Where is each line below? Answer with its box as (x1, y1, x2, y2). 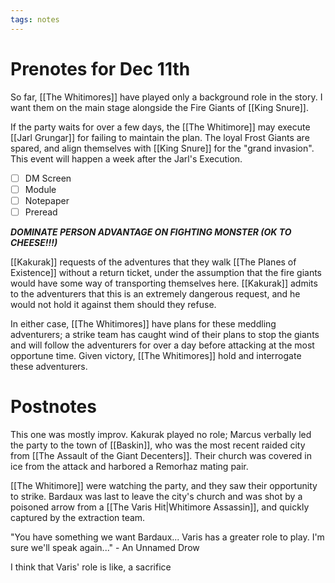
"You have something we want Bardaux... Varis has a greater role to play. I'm (10, 531, 325, 543)
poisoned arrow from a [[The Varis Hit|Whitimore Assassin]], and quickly (10, 501, 310, 513)
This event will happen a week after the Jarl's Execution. (10, 152, 243, 165)
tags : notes (10, 14, 60, 25)
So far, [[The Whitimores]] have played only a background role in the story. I (10, 91, 323, 103)
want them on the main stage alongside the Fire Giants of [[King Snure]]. (10, 101, 310, 113)
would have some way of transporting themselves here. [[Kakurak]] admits (10, 277, 318, 289)
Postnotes (10, 396, 97, 418)
